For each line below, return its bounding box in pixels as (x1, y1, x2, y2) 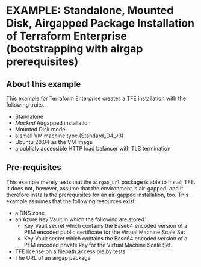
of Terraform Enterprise (6, 30, 128, 43)
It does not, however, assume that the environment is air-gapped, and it (6, 184, 184, 192)
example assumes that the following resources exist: (6, 197, 137, 205)
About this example (6, 79, 81, 89)
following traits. (6, 101, 45, 108)
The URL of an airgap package (14, 254, 91, 261)
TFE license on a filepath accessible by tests (14, 248, 126, 255)
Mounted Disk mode (14, 126, 66, 133)
